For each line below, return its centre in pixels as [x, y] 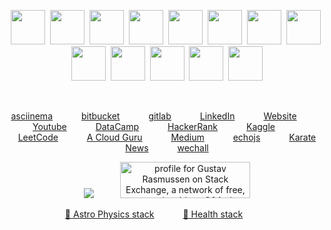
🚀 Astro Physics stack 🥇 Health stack [154, 214]
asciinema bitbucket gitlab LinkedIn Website [153, 116]
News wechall [167, 148]
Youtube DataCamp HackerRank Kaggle [154, 126]
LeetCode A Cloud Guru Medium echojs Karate [167, 137]
